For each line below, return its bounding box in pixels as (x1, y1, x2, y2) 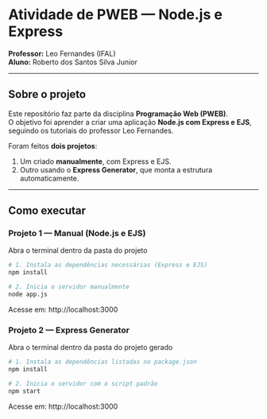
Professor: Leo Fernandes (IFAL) (8, 48, 116, 58)
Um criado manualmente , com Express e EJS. (19, 157, 172, 166)
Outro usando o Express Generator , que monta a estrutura (19, 165, 213, 174)
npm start (8, 387, 41, 395)
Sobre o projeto (8, 87, 86, 101)
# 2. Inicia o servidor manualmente (8, 283, 130, 291)
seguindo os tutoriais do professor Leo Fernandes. (8, 126, 174, 135)
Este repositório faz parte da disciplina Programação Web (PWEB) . (8, 109, 228, 118)
